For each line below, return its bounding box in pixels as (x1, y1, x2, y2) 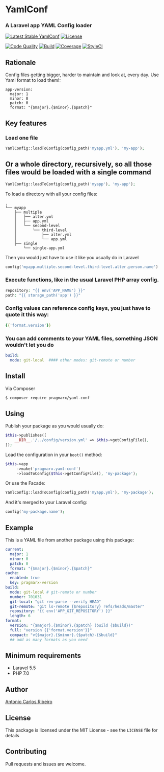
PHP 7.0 (12, 670, 30, 676)
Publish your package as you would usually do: (5, 423, 104, 429)
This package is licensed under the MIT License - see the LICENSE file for (5, 727, 158, 733)
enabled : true (10, 575, 40, 581)
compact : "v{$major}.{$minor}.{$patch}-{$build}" (10, 632, 117, 638)
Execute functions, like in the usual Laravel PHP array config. (5, 276, 159, 283)
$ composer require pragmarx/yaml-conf (5, 395, 90, 400)
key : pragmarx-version (10, 580, 58, 585)
